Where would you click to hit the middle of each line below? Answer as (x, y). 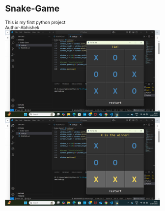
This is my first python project (35, 22)
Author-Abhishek (22, 27)
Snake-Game (32, 9)
